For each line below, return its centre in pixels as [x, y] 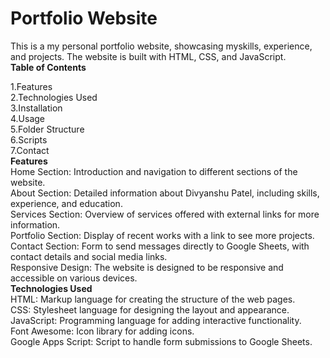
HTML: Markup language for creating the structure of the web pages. [153, 299]
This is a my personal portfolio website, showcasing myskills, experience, [161, 46]
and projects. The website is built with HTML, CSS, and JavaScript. [148, 56]
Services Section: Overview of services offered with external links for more [165, 214]
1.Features [31, 86]
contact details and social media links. [89, 256]
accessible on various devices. [74, 278]
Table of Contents [48, 67]
